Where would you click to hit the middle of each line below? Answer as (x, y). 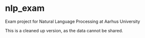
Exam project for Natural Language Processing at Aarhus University (73, 21)
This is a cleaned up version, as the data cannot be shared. (64, 30)
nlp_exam (25, 8)
